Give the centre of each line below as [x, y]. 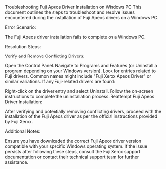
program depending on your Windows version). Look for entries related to [81, 71]
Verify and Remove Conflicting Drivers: [45, 56]
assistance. [17, 162]
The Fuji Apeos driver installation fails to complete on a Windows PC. [76, 37]
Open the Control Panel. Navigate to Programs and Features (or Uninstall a [81, 66]
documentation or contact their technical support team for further [72, 157]
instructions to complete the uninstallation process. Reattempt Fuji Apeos [80, 96]
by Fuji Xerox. [19, 122]
